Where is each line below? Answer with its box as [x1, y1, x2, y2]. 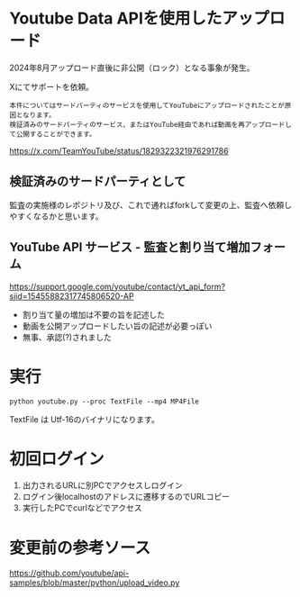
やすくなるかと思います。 [9, 211, 104, 222]
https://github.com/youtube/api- [9, 568, 130, 579]
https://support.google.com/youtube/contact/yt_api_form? [9, 281, 226, 292]
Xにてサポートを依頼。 [9, 81, 95, 92]
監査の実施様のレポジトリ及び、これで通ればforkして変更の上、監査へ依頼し [9, 199, 293, 210]
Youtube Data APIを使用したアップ [9, 8, 270, 29]
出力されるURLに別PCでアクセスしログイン [22, 480, 183, 491]
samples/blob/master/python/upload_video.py [9, 577, 180, 588]
